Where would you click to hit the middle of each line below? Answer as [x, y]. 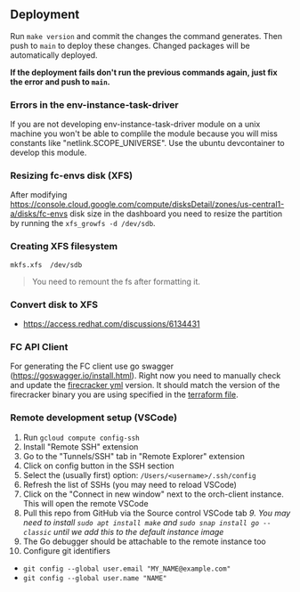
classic [37, 532]
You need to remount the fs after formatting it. [116, 281]
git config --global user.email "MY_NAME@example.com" [127, 569]
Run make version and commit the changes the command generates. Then [146, 36]
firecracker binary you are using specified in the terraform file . [124, 394]
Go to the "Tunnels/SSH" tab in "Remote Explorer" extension [134, 456]
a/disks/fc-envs [39, 214]
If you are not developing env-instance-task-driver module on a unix [135, 125]
